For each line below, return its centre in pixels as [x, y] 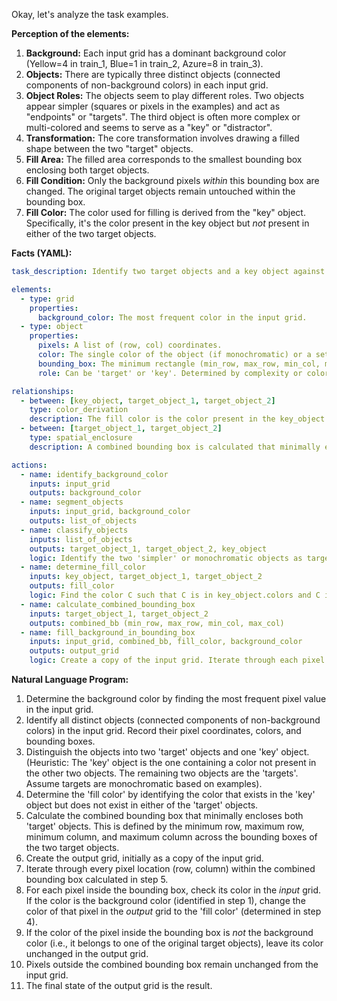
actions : [29, 465]
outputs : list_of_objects [83, 521]
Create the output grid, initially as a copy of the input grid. [144, 858]
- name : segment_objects [72, 502]
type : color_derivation [79, 410]
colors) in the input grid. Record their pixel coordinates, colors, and [163, 730]
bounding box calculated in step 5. [97, 879]
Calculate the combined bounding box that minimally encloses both [164, 815]
